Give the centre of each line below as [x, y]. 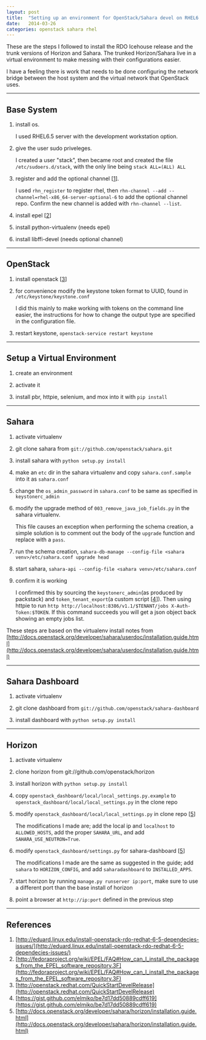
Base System [32, 110]
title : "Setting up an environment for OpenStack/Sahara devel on [94, 18]
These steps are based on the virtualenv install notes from [80, 631]
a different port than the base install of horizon [74, 888]
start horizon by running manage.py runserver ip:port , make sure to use [106, 881]
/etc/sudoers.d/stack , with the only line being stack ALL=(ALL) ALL [100, 167]
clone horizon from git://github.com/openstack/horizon [85, 772]
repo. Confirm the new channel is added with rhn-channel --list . [98, 204]
